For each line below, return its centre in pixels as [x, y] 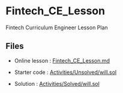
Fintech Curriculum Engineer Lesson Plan [57, 27]
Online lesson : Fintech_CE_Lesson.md [62, 60]
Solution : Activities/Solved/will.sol [57, 83]
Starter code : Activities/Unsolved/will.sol [65, 72]
